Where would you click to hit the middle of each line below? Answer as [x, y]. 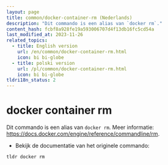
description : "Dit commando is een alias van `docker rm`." [85, 23]
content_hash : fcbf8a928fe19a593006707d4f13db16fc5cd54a [80, 29]
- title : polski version [43, 63]
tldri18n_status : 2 [31, 80]
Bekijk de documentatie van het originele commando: [82, 146]
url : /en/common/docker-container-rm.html [72, 52]
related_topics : [27, 40]
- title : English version [45, 46]
